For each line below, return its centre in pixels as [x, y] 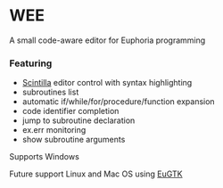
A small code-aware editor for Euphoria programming [107, 40]
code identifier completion [70, 111]
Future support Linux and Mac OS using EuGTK [96, 174]
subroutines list [50, 92]
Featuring [31, 63]
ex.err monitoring [54, 130]
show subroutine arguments [74, 140]
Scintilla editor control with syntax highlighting [107, 83]
